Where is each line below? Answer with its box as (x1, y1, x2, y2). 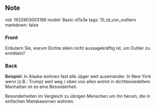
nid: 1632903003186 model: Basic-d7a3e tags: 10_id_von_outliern (5, 17, 136, 22)
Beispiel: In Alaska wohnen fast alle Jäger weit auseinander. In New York (5, 73, 151, 79)
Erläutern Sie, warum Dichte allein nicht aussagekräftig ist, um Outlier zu (5, 45, 150, 51)
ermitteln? (5, 51, 25, 56)
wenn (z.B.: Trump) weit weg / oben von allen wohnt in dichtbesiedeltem (5, 79, 151, 85)
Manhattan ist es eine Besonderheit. (5, 84, 78, 90)
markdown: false (5, 22, 39, 28)
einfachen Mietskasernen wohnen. (5, 98, 75, 104)
